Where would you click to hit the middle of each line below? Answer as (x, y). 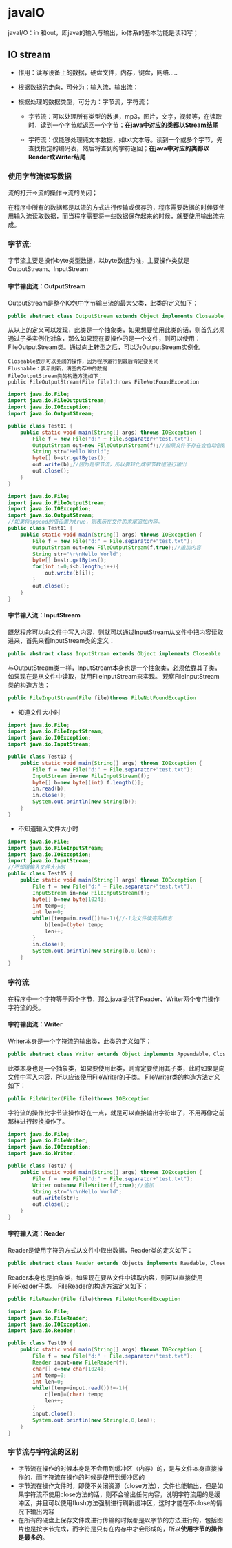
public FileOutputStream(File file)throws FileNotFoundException (103, 382)
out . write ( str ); (56, 1198)
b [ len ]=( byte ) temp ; (74, 925)
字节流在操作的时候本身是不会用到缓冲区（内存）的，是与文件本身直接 (117, 1468)
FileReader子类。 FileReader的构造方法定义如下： (78, 1286)
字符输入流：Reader (36, 1233)
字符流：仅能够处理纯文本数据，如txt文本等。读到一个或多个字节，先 (125, 139)
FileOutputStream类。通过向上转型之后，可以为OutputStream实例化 (104, 347)
